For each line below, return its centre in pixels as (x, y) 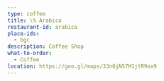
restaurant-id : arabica (43, 27)
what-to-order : (30, 54)
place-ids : (23, 33)
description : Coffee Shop (45, 46)
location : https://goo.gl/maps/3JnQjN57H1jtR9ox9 (82, 66)
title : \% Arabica (34, 20)
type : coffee (27, 14)
